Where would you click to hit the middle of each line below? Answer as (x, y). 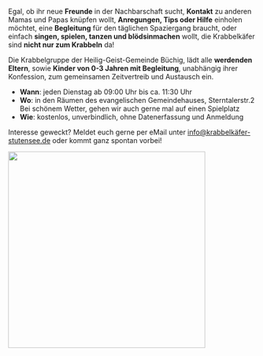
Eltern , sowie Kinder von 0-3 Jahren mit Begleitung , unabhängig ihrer (123, 68)
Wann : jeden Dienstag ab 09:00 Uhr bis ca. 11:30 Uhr (106, 92)
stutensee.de (30, 140)
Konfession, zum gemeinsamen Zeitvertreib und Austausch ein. (111, 77)
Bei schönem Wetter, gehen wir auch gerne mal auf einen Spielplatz (130, 108)
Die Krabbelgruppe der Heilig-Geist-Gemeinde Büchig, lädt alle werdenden (130, 60)
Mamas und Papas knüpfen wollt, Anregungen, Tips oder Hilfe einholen (125, 20)
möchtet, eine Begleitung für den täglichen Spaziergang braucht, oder (123, 28)
